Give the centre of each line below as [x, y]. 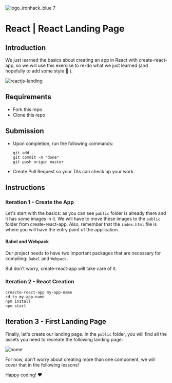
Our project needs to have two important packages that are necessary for [83, 253]
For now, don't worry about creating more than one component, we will [80, 359]
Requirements [28, 97]
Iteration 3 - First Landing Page [56, 322]
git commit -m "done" [36, 157]
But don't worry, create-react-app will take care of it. [61, 268]
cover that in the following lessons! [42, 364]
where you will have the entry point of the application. [62, 230]
